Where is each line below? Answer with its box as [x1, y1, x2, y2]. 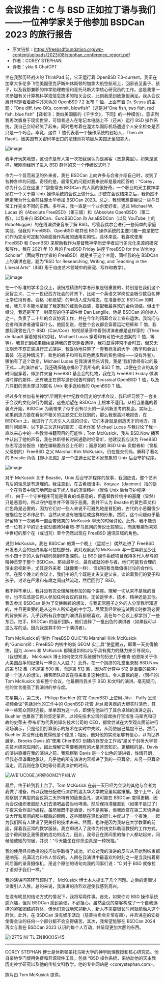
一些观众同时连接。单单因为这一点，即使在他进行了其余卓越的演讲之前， [9, 707, 156, 713]
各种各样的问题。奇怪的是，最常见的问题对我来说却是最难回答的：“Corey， [5, 178, 157, 184]
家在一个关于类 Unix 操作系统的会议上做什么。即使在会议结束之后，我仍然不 [5, 190, 159, 197]
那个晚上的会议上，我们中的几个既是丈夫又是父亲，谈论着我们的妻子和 [18, 571, 160, 577]
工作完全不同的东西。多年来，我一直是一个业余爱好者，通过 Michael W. [9, 203, 154, 209]
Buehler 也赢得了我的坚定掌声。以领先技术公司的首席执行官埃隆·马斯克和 [5, 713, 152, 719]
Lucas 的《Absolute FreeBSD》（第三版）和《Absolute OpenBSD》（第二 [5, 209, 150, 215]
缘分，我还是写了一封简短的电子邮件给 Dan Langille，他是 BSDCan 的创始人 [5, 309, 158, 315]
